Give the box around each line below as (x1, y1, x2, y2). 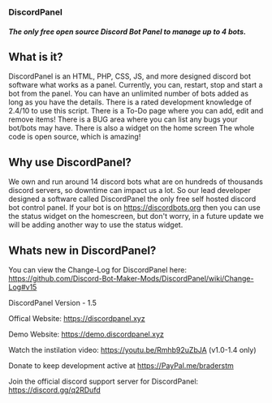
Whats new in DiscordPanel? (8, 243, 157, 257)
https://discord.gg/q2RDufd (8, 384, 101, 395)
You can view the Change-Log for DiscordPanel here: (8, 264, 187, 274)
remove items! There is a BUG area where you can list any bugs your (8, 114, 238, 124)
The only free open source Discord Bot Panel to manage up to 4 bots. (8, 27, 246, 36)
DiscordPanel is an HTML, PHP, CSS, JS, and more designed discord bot (8, 71, 252, 81)
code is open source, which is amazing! (8, 132, 141, 142)
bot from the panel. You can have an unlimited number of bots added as (8, 88, 249, 99)
